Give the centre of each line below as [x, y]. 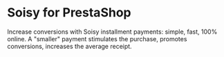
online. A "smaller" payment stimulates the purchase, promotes [97, 38]
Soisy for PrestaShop [69, 13]
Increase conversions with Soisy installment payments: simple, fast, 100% [112, 32]
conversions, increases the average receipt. [70, 46]
